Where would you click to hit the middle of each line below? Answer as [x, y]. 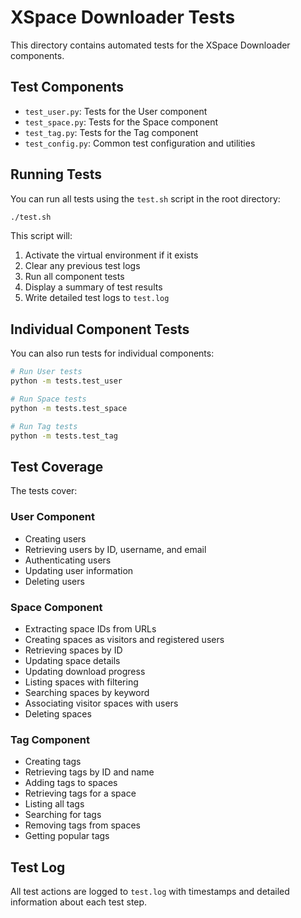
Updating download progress [85, 671]
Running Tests [56, 174]
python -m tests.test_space [69, 408]
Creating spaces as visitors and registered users [124, 639]
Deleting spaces [58, 713]
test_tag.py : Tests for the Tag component [111, 132]
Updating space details [72, 660]
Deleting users [54, 581]
